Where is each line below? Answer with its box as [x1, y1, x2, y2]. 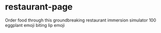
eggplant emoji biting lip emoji [5, 22, 65, 28]
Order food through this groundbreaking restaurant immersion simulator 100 [5, 17, 156, 23]
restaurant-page [5, 1, 73, 12]
